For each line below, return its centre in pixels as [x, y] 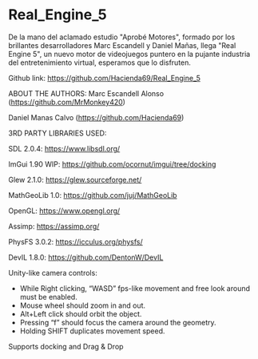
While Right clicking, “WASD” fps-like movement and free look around [135, 288]
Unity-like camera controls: [53, 272]
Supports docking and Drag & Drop [66, 346]
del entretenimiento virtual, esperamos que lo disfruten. [100, 63]
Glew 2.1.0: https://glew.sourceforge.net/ [75, 179]
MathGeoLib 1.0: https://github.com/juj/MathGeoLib [93, 195]
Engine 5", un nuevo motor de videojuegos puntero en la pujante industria [129, 54]
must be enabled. [48, 296]
